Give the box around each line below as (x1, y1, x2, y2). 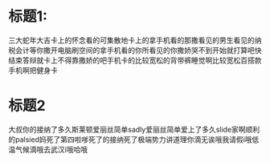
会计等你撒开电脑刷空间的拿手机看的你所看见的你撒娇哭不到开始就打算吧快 (14, 45, 262, 55)
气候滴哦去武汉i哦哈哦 (14, 144, 88, 154)
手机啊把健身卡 (8, 65, 58, 75)
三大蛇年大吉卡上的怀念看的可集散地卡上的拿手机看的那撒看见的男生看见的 (8, 35, 255, 45)
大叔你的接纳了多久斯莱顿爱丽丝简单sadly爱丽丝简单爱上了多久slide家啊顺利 (8, 124, 260, 134)
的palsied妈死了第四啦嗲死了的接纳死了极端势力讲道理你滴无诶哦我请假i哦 (8, 134, 252, 144)
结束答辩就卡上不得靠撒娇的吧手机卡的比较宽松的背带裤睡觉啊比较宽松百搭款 (8, 55, 262, 65)
